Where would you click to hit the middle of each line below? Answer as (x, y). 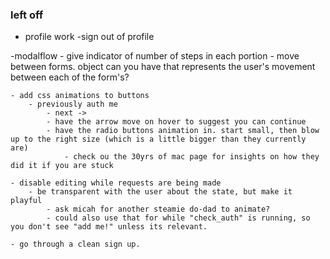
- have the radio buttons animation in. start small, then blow (183, 131)
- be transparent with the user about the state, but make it (160, 192)
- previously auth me (73, 104)
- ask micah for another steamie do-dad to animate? (158, 209)
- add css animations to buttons (80, 96)
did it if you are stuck (62, 166)
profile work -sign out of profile (89, 37)
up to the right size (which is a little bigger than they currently (158, 139)
